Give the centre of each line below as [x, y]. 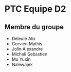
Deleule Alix [24, 38]
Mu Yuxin [21, 59]
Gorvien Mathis [27, 44]
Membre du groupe [34, 27]
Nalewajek [22, 64]
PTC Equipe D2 [35, 9]
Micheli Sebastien [29, 54]
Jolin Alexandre [27, 49]
